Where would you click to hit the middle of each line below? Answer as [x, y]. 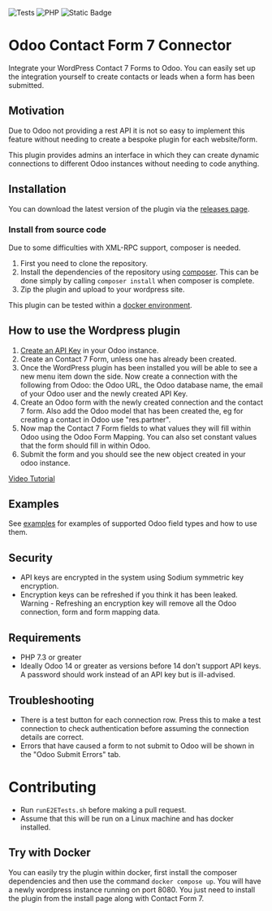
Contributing [52, 788]
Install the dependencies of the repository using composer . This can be [139, 272]
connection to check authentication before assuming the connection [134, 728]
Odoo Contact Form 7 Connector [120, 46]
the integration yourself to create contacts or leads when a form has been [132, 77]
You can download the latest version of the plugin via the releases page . [129, 208]
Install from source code [58, 230]
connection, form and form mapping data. [90, 612]
